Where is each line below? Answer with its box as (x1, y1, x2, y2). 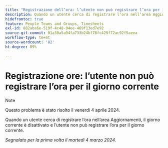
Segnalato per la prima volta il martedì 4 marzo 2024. (5, 137, 116, 143)
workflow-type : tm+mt (5, 35, 50, 40)
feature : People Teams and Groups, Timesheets (5, 21, 104, 26)
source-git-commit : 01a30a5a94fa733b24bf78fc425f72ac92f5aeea (5, 30, 137, 35)
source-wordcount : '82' (5, 40, 55, 45)
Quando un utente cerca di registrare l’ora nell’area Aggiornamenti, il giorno (5, 117, 160, 123)
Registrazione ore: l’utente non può (5, 70, 154, 81)
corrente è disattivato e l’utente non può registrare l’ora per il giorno (5, 122, 144, 128)
